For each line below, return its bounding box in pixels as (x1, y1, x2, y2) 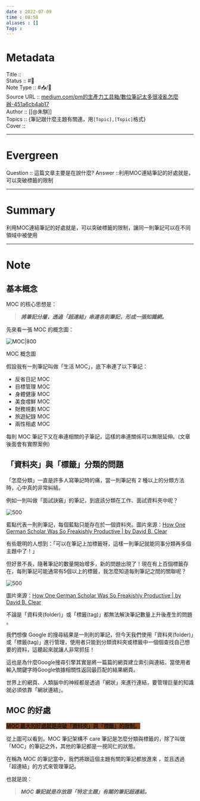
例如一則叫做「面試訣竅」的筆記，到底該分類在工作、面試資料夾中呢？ (6, 497, 179, 504)
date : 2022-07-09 (6, 8, 52, 15)
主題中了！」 (6, 547, 37, 554)
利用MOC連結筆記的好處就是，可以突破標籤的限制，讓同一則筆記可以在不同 (6, 224, 191, 232)
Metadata (6, 51, 55, 64)
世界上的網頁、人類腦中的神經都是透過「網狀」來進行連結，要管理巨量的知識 (6, 679, 194, 686)
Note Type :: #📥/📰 (6, 84, 52, 91)
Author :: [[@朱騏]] (6, 108, 52, 115)
